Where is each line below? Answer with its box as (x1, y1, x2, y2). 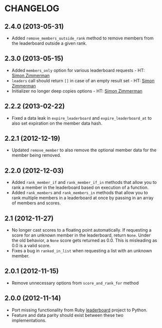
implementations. (11, 317, 47, 323)
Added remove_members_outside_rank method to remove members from (11, 35, 154, 41)
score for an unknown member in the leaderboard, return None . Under (11, 232, 151, 238)
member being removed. (11, 152, 61, 158)
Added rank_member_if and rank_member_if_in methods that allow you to (11, 180, 157, 185)
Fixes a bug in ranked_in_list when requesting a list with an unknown (11, 248, 152, 254)
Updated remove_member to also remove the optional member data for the (11, 147, 157, 153)
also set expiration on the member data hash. (11, 120, 103, 126)
